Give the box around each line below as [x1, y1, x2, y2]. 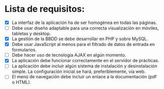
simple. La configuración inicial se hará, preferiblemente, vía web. [11, 68, 146, 74]
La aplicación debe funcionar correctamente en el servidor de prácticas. [11, 58, 159, 64]
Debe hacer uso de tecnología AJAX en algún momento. [11, 52, 126, 58]
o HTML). [11, 79, 32, 85]
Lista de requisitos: [4, 3, 85, 15]
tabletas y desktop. [11, 31, 51, 37]
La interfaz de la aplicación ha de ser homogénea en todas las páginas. [11, 20, 157, 25]
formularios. [11, 47, 37, 53]
